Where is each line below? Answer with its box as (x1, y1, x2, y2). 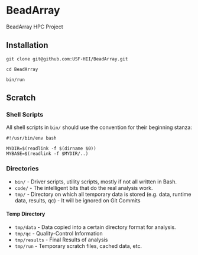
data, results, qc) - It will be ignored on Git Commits (14, 196, 141, 204)
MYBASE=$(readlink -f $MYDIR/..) (6, 151, 89, 157)
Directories (6, 164, 39, 173)
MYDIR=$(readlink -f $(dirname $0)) (6, 146, 96, 151)
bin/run (6, 76, 25, 83)
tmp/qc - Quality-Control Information (14, 230, 103, 237)
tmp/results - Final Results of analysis (14, 236, 108, 243)
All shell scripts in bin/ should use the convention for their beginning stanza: (6, 124, 192, 131)
